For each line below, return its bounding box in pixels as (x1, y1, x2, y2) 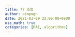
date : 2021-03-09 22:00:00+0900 (5, 16, 70, 21)
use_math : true (5, 20, 36, 25)
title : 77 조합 (5, 7, 34, 12)
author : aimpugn (5, 12, 38, 16)
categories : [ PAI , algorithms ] (5, 25, 68, 30)
